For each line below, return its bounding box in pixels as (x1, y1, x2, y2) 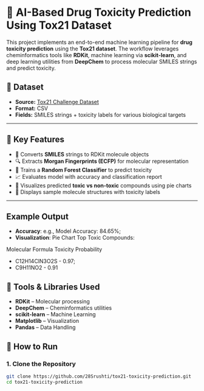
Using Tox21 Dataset (6, 18, 112, 32)
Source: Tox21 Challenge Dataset (15, 98, 99, 105)
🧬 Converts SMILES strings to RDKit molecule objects (15, 150, 149, 157)
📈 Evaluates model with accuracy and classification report (15, 173, 162, 180)
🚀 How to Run (6, 341, 58, 351)
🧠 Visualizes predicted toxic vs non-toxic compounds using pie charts (15, 182, 192, 189)
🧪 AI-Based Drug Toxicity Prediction (6, 5, 191, 19)
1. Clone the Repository (6, 359, 76, 368)
